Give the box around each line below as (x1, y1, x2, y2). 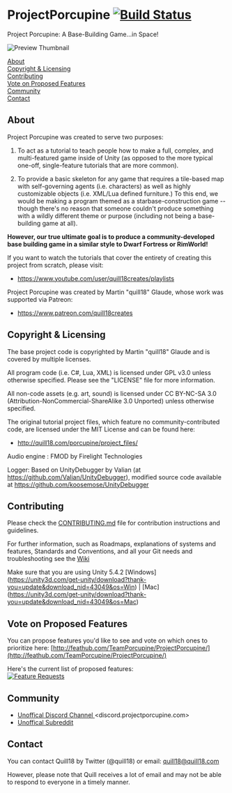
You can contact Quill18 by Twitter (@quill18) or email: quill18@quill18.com (7, 757, 219, 765)
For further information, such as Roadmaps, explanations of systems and (7, 540, 216, 548)
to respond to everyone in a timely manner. (7, 778, 130, 786)
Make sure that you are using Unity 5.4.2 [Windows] (7, 568, 157, 576)
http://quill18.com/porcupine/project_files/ (17, 438, 138, 447)
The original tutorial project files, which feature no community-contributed (7, 417, 220, 426)
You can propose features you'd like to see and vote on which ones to (7, 636, 208, 645)
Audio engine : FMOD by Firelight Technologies (7, 452, 143, 460)
